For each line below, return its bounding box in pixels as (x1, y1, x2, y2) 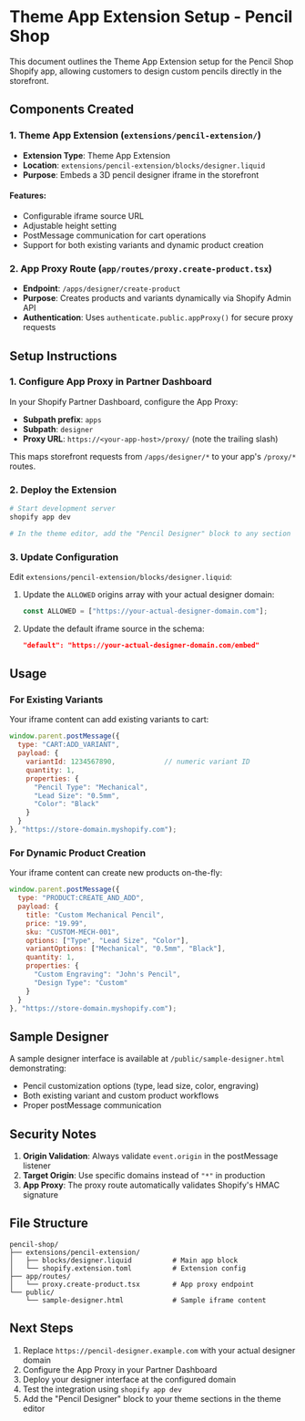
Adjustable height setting (22, 220, 117, 231)
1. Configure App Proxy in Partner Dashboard (9, 376, 212, 389)
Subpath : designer (22, 423, 94, 434)
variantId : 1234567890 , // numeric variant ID (25, 757, 250, 767)
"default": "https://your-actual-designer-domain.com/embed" (22, 640, 260, 649)
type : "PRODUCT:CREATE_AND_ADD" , (17, 894, 145, 903)
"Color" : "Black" (33, 800, 100, 809)
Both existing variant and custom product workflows (22, 1090, 219, 1101)
